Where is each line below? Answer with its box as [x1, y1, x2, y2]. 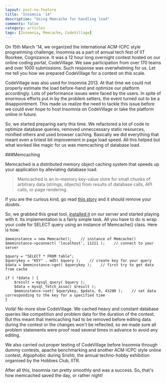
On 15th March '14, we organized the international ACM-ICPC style [5, 44, 141, 50]
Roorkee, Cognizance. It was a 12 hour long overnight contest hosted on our [5, 55, 161, 60]
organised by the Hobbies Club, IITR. [5, 358, 80, 363]
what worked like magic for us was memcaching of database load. [5, 142, 141, 148]
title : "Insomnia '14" [5, 12, 52, 17]
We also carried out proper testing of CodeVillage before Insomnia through [5, 342, 158, 347]
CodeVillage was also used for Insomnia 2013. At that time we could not [5, 80, 151, 86]
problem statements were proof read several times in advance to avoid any [5, 327, 158, 332]
